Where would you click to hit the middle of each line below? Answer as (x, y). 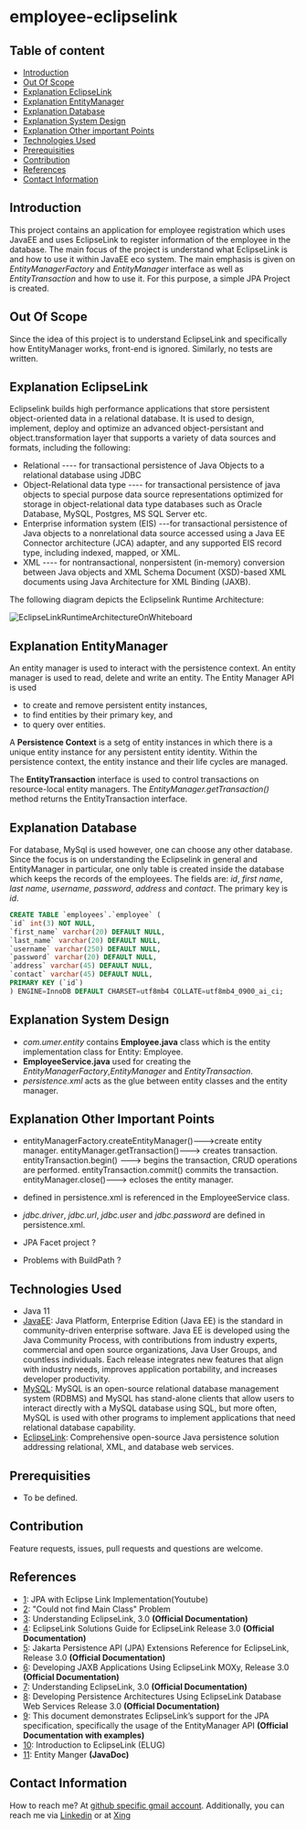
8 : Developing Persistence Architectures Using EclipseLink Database (152, 1696)
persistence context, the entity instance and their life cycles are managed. (149, 762)
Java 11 (36, 1311)
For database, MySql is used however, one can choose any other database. (151, 850)
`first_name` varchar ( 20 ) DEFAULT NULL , (88, 932)
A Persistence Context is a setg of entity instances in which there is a (141, 743)
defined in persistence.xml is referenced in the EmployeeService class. (156, 1198)
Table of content (57, 51)
